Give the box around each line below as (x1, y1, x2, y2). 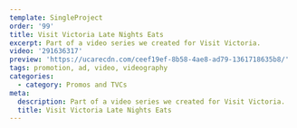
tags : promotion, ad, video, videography (9, 64, 168, 73)
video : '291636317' (9, 47, 83, 56)
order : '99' (9, 22, 54, 31)
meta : (9, 88, 30, 97)
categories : (9, 72, 54, 81)
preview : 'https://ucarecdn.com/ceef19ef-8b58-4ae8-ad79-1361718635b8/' (9, 55, 290, 64)
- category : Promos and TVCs (17, 80, 128, 89)
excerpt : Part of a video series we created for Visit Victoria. (9, 38, 261, 48)
